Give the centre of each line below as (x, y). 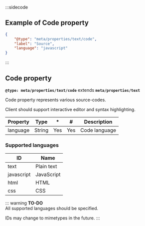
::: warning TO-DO (24, 203)
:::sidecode (17, 7)
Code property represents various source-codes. (56, 100)
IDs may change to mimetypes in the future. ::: (53, 218)
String (41, 130)
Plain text (46, 167)
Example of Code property (47, 23)
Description (98, 122)
